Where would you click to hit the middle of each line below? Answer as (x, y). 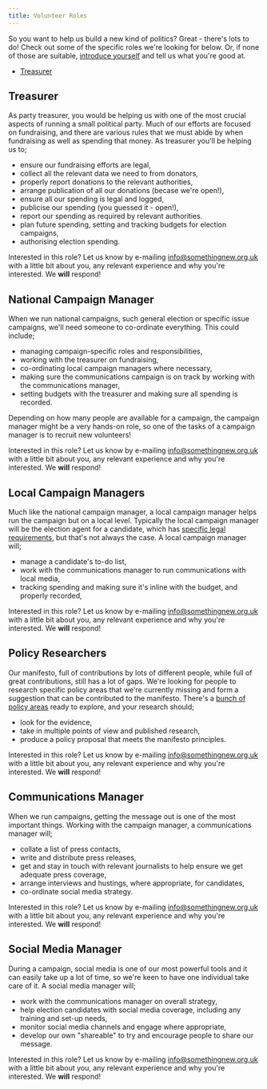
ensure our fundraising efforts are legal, (85, 165)
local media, (40, 579)
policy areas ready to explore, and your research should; (101, 707)
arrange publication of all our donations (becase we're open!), (122, 191)
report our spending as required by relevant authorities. (111, 216)
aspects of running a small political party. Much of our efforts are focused (130, 124)
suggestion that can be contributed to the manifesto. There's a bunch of (127, 698)
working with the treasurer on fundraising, (89, 360)
